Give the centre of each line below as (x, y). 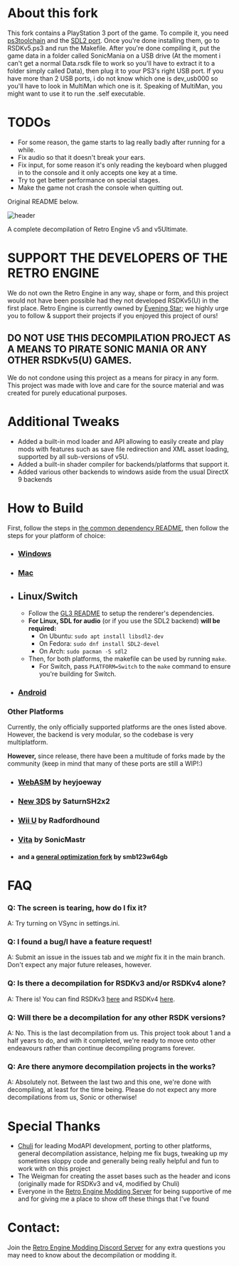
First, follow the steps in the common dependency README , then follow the (118, 528)
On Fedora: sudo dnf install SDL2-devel (99, 644)
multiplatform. (28, 742)
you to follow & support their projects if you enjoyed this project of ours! (113, 315)
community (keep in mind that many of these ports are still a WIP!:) (105, 764)
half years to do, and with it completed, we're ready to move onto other (111, 1040)
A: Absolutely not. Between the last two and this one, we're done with (109, 1082)
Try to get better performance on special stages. (89, 180)
